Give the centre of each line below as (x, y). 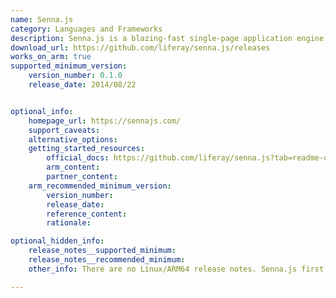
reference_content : (87, 214)
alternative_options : (73, 139)
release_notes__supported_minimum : (102, 251)
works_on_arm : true (51, 57)
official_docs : (78, 158)
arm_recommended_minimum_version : (100, 186)
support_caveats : (64, 130)
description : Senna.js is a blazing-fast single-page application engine (167, 38)
